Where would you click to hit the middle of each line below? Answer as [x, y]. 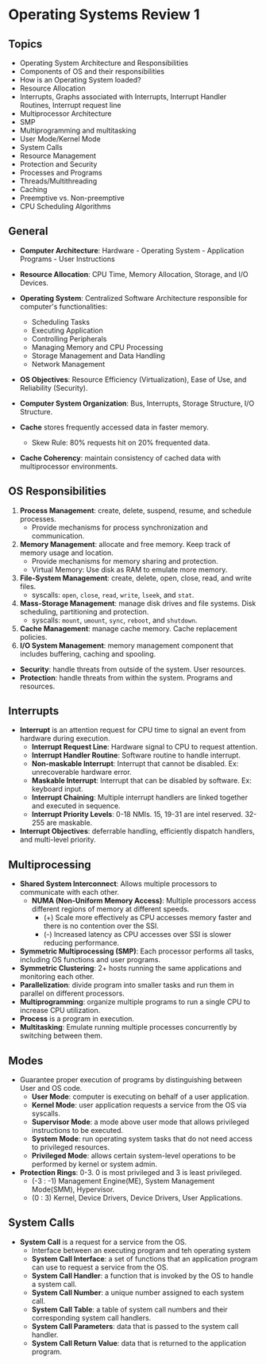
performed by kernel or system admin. [94, 1164]
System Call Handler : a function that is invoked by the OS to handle [143, 1275]
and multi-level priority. [58, 840]
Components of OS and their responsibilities [92, 71]
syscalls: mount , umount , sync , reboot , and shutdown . [114, 620]
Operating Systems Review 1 [104, 15]
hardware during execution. [65, 738]
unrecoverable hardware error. [82, 773]
